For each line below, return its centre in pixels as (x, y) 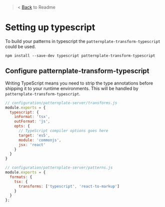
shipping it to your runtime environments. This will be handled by (72, 88)
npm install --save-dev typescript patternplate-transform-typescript (80, 55)
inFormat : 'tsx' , (32, 117)
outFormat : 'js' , (32, 121)
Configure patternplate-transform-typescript (77, 71)
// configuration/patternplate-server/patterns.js (59, 168)
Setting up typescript (50, 27)
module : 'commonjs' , (40, 140)
